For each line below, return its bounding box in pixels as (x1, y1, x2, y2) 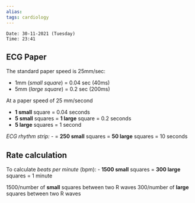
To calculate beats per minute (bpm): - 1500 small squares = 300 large (6, 166, 181, 173)
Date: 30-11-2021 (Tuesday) (6, 30, 76, 36)
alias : (6, 8, 23, 15)
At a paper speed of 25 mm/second (6, 97, 93, 104)
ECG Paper (6, 52, 47, 62)
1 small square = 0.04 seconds (14, 108, 91, 116)
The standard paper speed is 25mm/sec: (6, 68, 106, 75)
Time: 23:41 (6, 36, 36, 42)
